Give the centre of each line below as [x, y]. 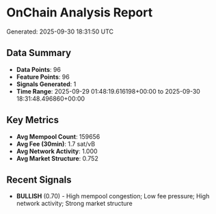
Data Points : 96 [38, 69]
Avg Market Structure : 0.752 [57, 158]
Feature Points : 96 [43, 77]
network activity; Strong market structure [74, 204]
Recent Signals [39, 179]
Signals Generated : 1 [46, 84]
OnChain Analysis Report [80, 13]
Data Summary [39, 53]
